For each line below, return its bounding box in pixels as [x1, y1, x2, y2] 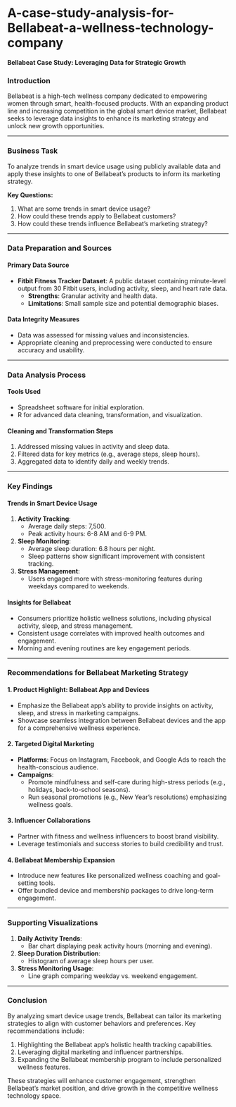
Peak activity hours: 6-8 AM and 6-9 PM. [27, 530, 147, 538]
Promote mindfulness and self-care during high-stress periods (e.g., [27, 777, 226, 786]
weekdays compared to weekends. [27, 582, 129, 590]
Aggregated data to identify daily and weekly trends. [17, 457, 170, 466]
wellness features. [17, 1063, 71, 1071]
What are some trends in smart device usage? [17, 204, 151, 213]
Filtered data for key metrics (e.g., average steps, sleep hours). [17, 450, 200, 459]
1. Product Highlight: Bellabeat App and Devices [7, 686, 150, 694]
